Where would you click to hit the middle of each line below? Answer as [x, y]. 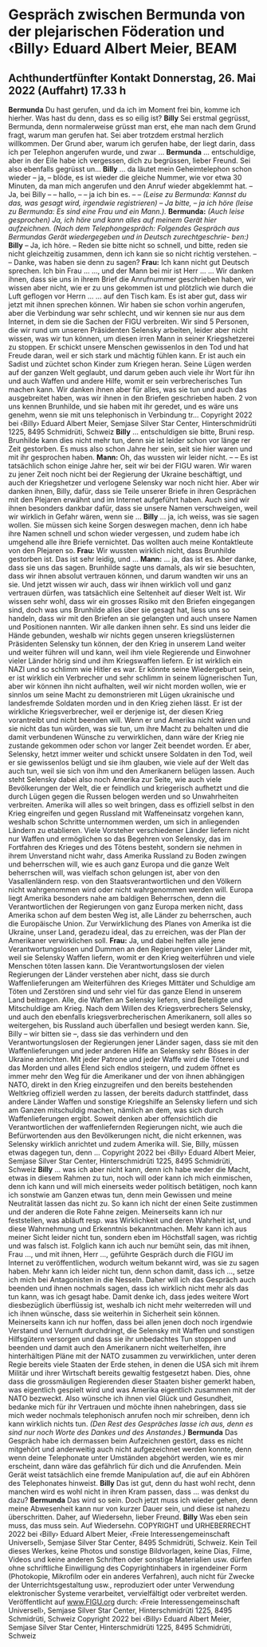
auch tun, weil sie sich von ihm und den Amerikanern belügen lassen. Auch [132, 771]
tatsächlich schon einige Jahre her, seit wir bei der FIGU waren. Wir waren [130, 466]
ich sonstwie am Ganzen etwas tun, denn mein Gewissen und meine [120, 1195]
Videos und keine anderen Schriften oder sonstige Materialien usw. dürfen [130, 1559]
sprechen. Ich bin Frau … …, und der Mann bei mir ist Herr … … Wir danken [131, 271]
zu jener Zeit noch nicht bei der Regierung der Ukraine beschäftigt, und [125, 474]
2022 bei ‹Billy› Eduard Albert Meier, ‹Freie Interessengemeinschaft [119, 1534]
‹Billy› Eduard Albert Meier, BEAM [123, 49]
